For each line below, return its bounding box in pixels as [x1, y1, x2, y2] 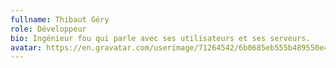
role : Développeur [10, 24, 87, 34]
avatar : [10, 42, 43, 53]
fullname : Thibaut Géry [10, 14, 110, 25]
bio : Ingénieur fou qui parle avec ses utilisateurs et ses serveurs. [10, 33, 311, 43]
